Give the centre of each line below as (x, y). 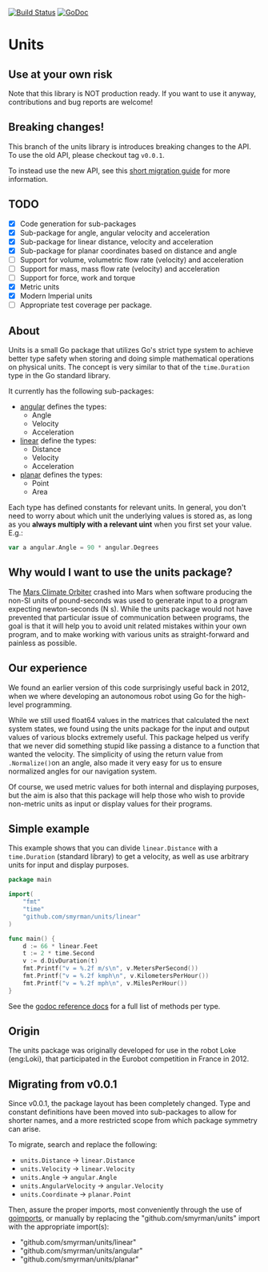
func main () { (32, 939)
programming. (48, 705)
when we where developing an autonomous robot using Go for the (118, 696)
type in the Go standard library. (60, 376)
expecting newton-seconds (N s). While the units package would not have (130, 608)
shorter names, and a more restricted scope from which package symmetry (133, 1121)
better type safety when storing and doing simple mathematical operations (131, 359)
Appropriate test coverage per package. (86, 305)
